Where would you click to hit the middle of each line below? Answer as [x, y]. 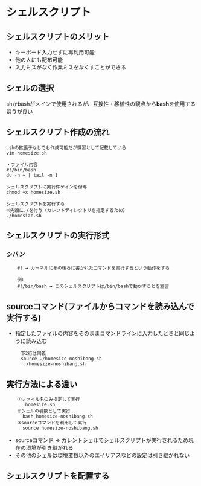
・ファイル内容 [22, 165]
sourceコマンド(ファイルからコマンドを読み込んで [100, 306]
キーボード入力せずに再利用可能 [55, 52]
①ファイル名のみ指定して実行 [49, 399]
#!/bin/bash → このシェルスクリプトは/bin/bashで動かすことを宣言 [93, 286]
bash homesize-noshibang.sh [58, 416]
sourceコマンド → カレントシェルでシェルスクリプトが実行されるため [102, 440]
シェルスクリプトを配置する [58, 476]
